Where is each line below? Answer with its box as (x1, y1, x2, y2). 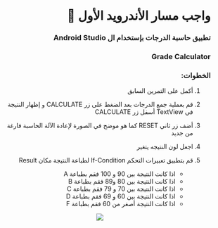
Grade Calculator (151, 52, 211, 62)
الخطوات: (181, 70, 211, 80)
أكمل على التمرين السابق (127, 87, 193, 95)
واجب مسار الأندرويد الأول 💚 (67, 8, 211, 24)
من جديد (171, 129, 193, 137)
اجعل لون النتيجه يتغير (136, 142, 193, 151)
